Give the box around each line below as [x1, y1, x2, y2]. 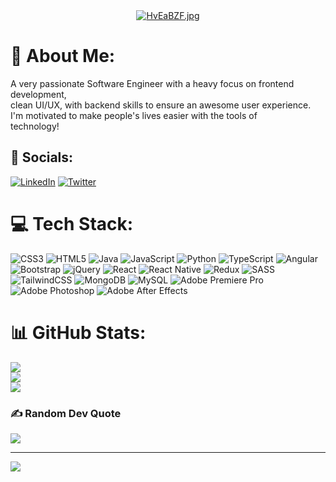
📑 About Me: [10, 45, 116, 68]
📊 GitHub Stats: [10, 321, 147, 344]
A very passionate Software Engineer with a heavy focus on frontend [10, 77, 295, 89]
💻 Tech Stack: [10, 212, 134, 235]
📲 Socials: [10, 149, 74, 166]
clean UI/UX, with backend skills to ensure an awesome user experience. [10, 99, 312, 111]
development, [10, 88, 67, 100]
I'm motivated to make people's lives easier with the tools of [10, 109, 258, 121]
